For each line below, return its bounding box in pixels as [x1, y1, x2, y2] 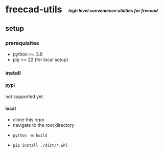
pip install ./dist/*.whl [12, 143, 68, 148]
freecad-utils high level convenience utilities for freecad [5, 4, 158, 15]
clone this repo [12, 117, 44, 123]
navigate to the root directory [12, 122, 75, 128]
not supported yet [5, 93, 43, 100]
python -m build [12, 133, 48, 138]
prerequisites [5, 40, 39, 47]
